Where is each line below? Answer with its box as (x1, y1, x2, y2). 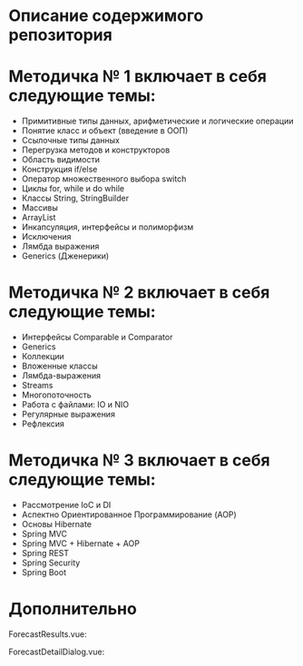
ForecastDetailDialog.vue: (8, 646, 105, 657)
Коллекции (21, 351, 64, 362)
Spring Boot (21, 567, 67, 577)
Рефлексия (21, 418, 64, 429)
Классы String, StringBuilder (21, 192, 129, 204)
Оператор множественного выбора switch (21, 173, 187, 184)
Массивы (21, 202, 58, 213)
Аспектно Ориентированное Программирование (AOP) (21, 509, 237, 520)
